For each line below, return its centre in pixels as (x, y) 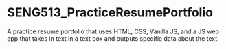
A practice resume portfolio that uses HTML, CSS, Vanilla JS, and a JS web (113, 31)
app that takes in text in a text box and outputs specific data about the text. (113, 38)
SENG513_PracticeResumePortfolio (110, 13)
